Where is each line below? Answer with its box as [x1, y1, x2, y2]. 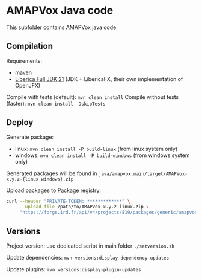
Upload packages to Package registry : [6, 187, 101, 194]
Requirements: [6, 57, 42, 64]
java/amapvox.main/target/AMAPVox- [98, 170, 188, 177]
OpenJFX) [14, 82, 41, 89]
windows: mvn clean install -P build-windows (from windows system [14, 152, 190, 159]
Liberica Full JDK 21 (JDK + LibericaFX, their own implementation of [14, 75, 183, 82]
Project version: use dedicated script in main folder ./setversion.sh [6, 242, 174, 249]
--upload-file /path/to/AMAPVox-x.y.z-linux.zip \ [19, 204, 149, 210]
